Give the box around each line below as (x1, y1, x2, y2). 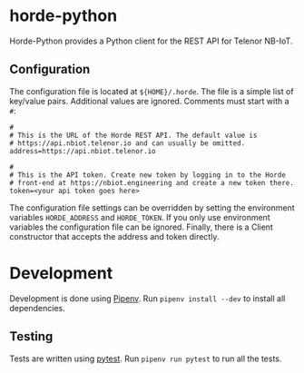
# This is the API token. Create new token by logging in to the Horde (9, 170, 286, 180)
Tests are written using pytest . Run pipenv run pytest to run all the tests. (9, 353, 282, 364)
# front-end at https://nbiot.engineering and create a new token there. (9, 178, 295, 187)
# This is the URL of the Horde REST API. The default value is (9, 131, 258, 140)
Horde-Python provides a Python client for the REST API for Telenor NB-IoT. (9, 35, 293, 46)
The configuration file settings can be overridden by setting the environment (9, 201, 295, 213)
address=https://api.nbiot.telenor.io (9, 146, 156, 155)
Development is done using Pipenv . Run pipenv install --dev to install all (9, 292, 286, 304)
